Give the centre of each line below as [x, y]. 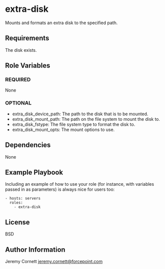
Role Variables [28, 66]
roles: [16, 203]
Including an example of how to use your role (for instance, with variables [80, 184]
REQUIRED [18, 80]
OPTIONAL [18, 103]
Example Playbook [34, 172]
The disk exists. [21, 50]
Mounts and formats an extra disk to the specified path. [61, 23]
